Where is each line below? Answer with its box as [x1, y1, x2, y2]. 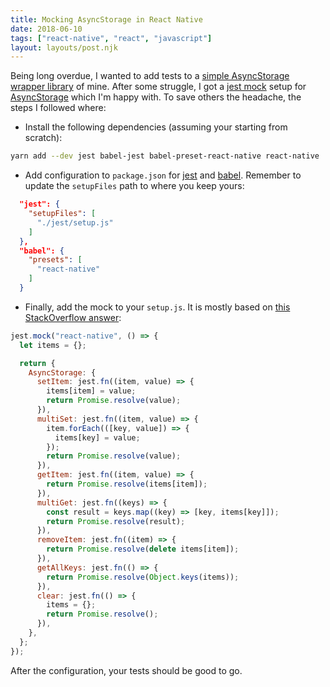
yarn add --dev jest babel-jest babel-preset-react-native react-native [10, 151, 320, 161]
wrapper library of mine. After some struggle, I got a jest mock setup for [10, 81, 307, 93]
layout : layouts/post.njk [10, 42, 118, 53]
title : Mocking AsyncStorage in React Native [10, 14, 203, 25]
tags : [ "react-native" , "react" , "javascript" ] [10, 33, 213, 43]
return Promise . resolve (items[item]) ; [46, 479, 208, 489]
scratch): [24, 132, 63, 144]
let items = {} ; [19, 340, 87, 350]
